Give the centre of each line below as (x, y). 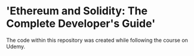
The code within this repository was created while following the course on (97, 40)
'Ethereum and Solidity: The (77, 11)
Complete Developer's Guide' (81, 24)
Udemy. (16, 46)
